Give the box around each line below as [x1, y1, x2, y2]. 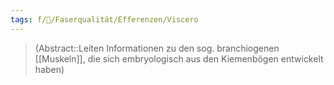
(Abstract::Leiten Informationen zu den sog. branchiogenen [34, 42, 280, 54]
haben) [34, 63, 65, 75]
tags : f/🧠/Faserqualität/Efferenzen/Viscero [10, 14, 199, 25]
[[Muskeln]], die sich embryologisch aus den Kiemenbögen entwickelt [34, 52, 324, 65]
